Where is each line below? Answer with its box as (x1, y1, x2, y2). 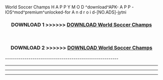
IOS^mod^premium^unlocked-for (5, 9, 71, 15)
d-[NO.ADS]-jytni (92, 9, 127, 15)
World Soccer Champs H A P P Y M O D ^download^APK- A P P (5, 4, 131, 10)
